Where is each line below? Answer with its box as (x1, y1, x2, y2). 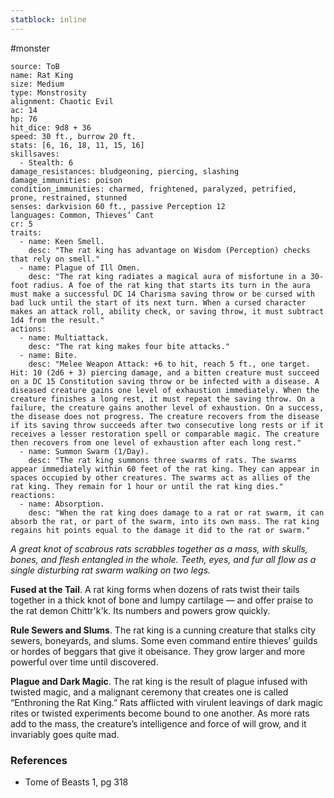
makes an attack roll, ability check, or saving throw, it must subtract (10, 306, 325, 316)
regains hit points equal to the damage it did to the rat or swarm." (10, 525, 311, 535)
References (10, 753, 68, 767)
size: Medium (10, 79, 65, 89)
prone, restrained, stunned (10, 192, 128, 203)
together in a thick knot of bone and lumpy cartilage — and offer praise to (10, 594, 314, 606)
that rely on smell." (10, 254, 101, 264)
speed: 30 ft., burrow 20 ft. (10, 131, 137, 141)
